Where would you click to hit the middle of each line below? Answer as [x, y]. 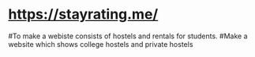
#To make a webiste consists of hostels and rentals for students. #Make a [128, 36]
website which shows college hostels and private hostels [101, 44]
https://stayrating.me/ [83, 14]
